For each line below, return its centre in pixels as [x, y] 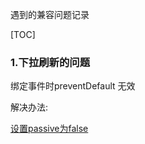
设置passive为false [49, 129]
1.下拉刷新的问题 [50, 62]
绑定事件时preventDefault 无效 [73, 86]
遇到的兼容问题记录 [50, 14]
